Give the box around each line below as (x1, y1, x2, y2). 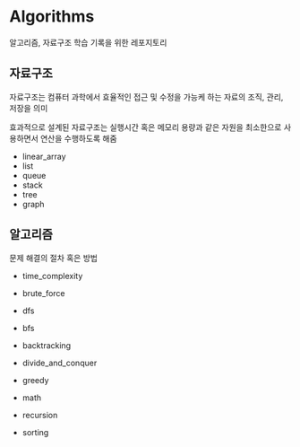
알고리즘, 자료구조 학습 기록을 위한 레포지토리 (9, 37, 167, 48)
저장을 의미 (9, 102, 48, 113)
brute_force (21, 287, 65, 298)
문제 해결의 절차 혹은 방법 (9, 252, 99, 263)
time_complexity (21, 270, 83, 281)
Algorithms (9, 6, 95, 27)
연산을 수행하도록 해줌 (39, 133, 118, 144)
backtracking (21, 339, 72, 351)
